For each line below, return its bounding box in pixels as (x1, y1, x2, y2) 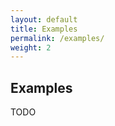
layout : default (10, 14, 78, 25)
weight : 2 (10, 42, 52, 53)
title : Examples (10, 24, 78, 34)
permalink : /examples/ (10, 33, 105, 43)
